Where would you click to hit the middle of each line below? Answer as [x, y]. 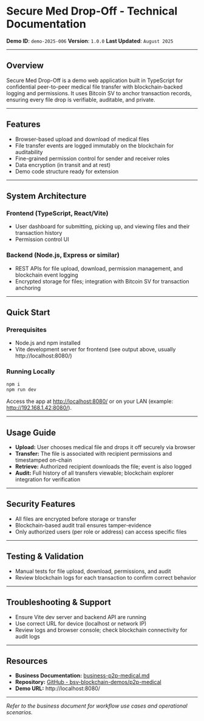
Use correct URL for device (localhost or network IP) [81, 623]
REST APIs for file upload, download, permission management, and [99, 268]
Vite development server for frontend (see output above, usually [95, 350]
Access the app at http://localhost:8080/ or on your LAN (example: [90, 401]
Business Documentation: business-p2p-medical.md [82, 675]
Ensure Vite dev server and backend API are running [81, 617]
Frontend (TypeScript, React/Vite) [57, 213]
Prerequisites [26, 330]
